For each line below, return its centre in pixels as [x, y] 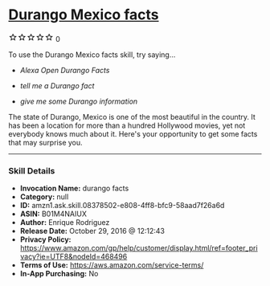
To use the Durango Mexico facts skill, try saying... [92, 55]
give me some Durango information [79, 101]
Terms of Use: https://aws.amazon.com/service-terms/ [112, 265]
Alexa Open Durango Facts [65, 70]
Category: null [44, 197]
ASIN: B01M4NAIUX [53, 214]
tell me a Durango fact [57, 85]
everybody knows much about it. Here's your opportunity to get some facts [133, 133]
